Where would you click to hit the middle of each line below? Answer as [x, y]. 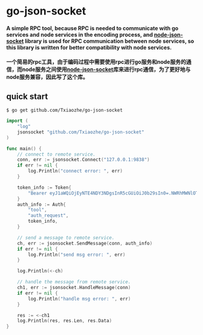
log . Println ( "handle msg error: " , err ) [79, 299]
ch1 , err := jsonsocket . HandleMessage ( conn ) [74, 288]
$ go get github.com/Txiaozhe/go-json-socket [64, 110]
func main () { [24, 148]
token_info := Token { [44, 187]
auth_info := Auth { [42, 204]
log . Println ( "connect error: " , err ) [75, 171]
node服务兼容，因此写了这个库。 [47, 77]
